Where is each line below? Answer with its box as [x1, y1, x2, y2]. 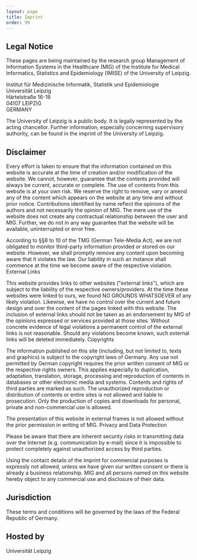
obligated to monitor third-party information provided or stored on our [6, 243, 175, 250]
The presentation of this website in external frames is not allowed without [6, 415, 184, 422]
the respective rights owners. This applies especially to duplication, [6, 366, 169, 373]
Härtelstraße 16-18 [6, 94, 51, 101]
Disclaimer [6, 147, 46, 157]
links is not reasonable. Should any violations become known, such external [6, 330, 190, 337]
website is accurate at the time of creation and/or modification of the [6, 169, 173, 176]
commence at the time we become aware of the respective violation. [6, 262, 172, 269]
